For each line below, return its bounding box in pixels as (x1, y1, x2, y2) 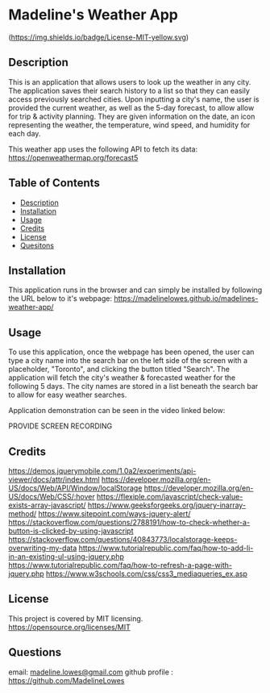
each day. (8, 128, 41, 138)
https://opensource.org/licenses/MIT (8, 622, 131, 632)
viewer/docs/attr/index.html (8, 474, 100, 484)
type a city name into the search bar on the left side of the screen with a (8, 356, 248, 365)
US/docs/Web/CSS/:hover (8, 492, 95, 501)
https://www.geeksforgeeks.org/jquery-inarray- (87, 500, 247, 510)
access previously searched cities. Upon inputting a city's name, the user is (8, 94, 260, 104)
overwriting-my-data (8, 543, 77, 553)
